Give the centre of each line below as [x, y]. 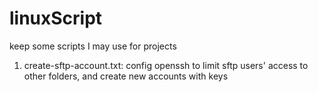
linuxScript [56, 18]
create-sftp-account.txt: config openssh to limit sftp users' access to [166, 65]
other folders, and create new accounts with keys [126, 76]
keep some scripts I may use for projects [93, 46]
